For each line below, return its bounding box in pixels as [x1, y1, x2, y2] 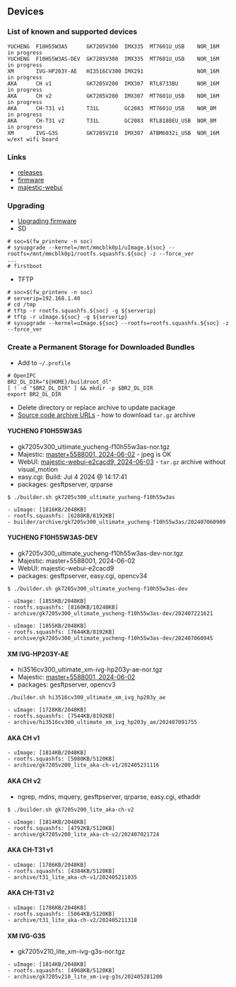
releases [17, 168, 43, 176]
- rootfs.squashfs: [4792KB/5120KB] [7, 824, 115, 831]
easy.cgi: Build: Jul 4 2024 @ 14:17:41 [17, 472, 127, 481]
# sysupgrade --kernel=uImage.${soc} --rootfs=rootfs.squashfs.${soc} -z [7, 320, 230, 327]
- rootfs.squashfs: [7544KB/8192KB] [7, 713, 115, 720]
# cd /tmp [7, 301, 37, 308]
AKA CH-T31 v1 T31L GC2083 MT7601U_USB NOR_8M [7, 105, 217, 112]
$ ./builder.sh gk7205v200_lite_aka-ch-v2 [7, 806, 134, 813]
